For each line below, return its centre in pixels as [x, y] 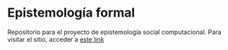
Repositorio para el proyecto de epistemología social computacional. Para [114, 32]
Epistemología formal [71, 13]
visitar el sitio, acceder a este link [56, 39]
